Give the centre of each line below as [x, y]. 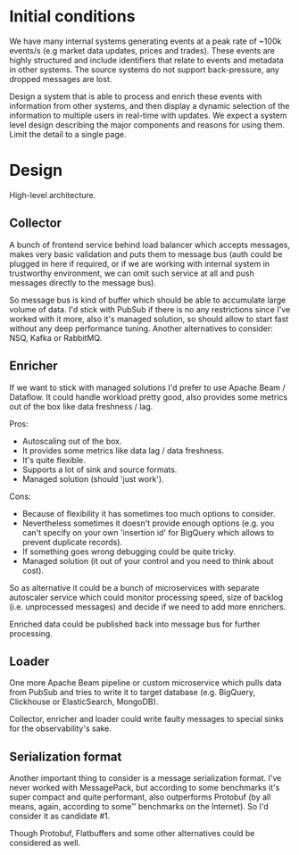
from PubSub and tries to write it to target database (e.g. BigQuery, [133, 693]
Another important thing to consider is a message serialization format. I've [145, 778]
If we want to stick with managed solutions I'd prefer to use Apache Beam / [147, 387]
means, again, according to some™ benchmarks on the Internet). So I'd [139, 807]
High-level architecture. [53, 195]
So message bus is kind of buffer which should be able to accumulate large [148, 300]
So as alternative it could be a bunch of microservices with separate [135, 587]
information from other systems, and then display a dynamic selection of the [149, 105]
